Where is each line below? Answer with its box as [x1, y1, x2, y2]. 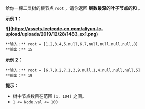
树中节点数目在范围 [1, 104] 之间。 [12, 93, 87, 99]
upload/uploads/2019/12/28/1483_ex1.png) [5, 31, 98, 37]
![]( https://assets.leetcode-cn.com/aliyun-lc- [5, 26, 103, 32]
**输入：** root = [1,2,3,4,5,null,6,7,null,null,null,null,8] [5, 42, 138, 47]
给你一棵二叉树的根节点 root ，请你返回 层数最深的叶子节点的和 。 [5, 5, 143, 11]
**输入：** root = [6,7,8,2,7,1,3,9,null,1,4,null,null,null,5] [5, 68, 141, 73]
